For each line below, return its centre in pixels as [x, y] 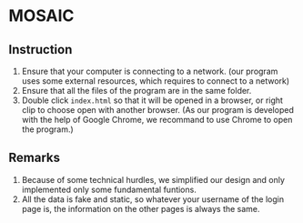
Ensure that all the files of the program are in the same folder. [136, 91]
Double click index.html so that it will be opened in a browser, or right [152, 100]
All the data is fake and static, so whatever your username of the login [152, 199]
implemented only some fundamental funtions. [109, 189]
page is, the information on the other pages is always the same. [141, 208]
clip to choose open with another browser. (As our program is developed [158, 110]
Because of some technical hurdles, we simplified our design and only [153, 179]
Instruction [40, 50]
